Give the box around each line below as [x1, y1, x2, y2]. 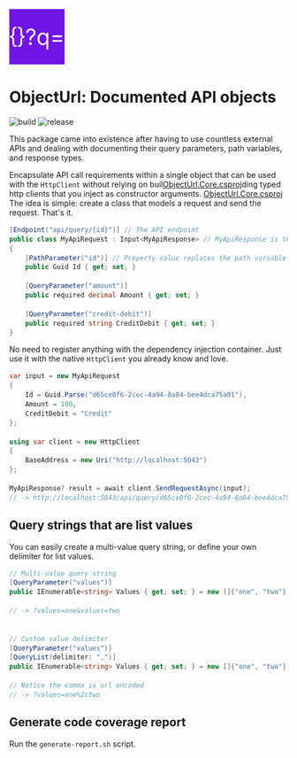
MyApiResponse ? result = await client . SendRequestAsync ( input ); [9, 483, 251, 492]
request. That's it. [9, 207, 73, 218]
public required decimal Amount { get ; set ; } [25, 291, 200, 300]
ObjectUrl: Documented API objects [9, 88, 277, 107]
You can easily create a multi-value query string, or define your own [9, 541, 257, 552]
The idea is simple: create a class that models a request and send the [9, 197, 263, 208]
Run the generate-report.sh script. [9, 739, 136, 749]
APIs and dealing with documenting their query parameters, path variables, [9, 143, 283, 153]
